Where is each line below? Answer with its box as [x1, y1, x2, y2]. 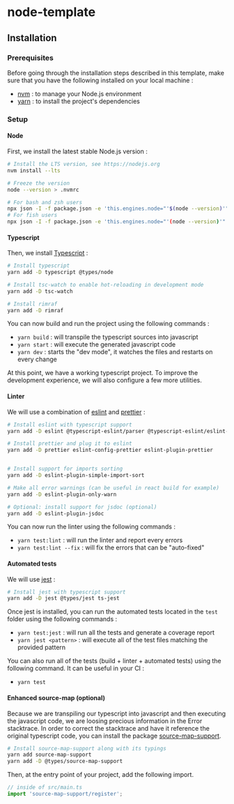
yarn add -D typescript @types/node [7, 269, 114, 276]
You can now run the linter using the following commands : [7, 522, 176, 531]
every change [17, 355, 57, 363]
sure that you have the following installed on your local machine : [7, 76, 194, 84]
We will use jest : [7, 575, 56, 583]
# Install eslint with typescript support [7, 421, 132, 428]
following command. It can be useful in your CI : [7, 664, 145, 673]
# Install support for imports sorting [7, 465, 123, 473]
